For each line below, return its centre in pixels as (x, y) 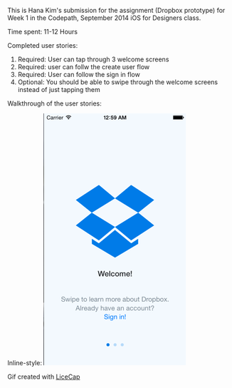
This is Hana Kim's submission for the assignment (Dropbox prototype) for (116, 10)
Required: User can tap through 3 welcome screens (93, 59)
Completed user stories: (43, 45)
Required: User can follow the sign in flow (79, 75)
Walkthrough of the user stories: (54, 103)
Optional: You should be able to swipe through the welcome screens (118, 82)
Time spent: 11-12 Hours (43, 32)
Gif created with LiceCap (44, 377)
